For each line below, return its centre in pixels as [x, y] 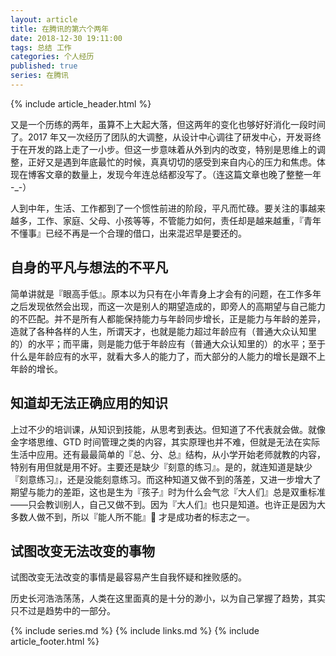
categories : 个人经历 [52, 57]
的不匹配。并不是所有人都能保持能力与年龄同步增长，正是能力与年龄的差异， [168, 318]
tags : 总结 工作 [41, 47]
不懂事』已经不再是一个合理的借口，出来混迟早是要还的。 [128, 233]
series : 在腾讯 [39, 76]
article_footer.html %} [55, 642]
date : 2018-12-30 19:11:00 [66, 38]
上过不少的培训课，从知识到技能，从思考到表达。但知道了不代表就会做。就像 [168, 429]
